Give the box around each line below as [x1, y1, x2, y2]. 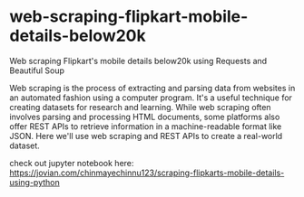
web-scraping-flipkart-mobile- [9, 6, 249, 27]
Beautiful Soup [9, 65, 65, 76]
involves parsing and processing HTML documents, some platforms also [9, 111, 280, 122]
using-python [9, 176, 61, 187]
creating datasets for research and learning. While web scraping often [9, 101, 271, 112]
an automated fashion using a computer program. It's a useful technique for [9, 92, 293, 103]
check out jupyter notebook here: [9, 157, 134, 168]
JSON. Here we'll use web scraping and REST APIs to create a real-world [9, 130, 283, 141]
